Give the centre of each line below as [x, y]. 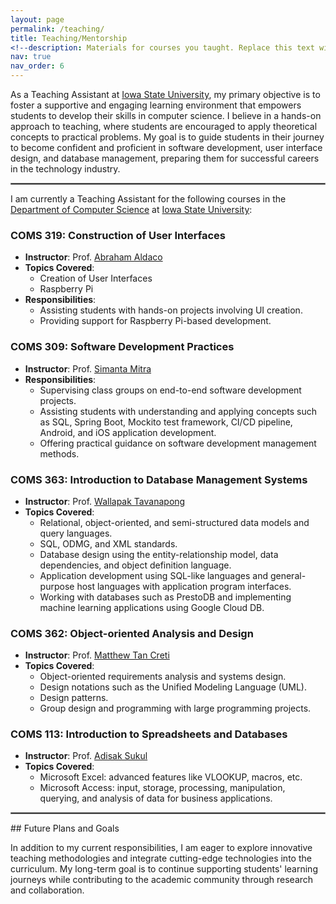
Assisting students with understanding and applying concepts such [178, 411]
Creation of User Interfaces [96, 278]
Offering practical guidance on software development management [178, 443]
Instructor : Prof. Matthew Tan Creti [97, 655]
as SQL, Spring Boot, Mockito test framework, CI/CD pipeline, [166, 422]
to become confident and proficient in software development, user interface [166, 147]
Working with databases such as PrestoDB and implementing [165, 597]
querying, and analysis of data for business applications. [156, 798]
